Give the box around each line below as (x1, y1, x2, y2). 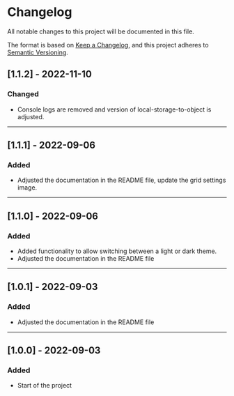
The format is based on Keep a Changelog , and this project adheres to (7, 40, 209, 49)
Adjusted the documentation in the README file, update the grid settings (17, 176, 226, 185)
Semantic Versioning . (7, 48, 68, 56)
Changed (7, 89, 40, 99)
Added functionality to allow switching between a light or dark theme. (17, 247, 217, 255)
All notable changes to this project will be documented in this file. (7, 27, 195, 36)
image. (17, 183, 38, 192)
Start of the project (17, 381, 72, 390)
